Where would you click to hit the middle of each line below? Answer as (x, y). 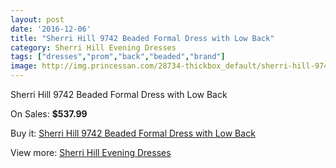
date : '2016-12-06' (51, 29)
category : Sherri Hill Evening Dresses (93, 47)
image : (24, 66)
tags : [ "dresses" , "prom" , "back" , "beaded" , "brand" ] (118, 57)
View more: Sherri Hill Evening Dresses (91, 152)
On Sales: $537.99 (49, 114)
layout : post (37, 19)
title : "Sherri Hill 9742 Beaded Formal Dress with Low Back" (142, 38)
